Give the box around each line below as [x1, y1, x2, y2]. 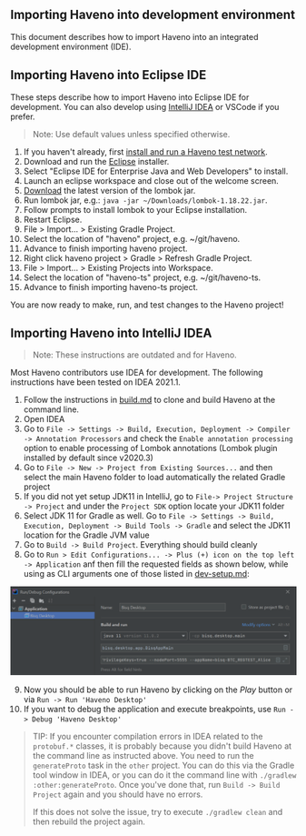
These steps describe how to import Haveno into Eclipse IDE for [10, 91, 250, 103]
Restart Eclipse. [23, 214, 83, 225]
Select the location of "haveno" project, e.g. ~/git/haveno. [23, 233, 241, 244]
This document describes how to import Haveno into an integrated [10, 31, 259, 42]
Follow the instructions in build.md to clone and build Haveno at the [23, 395, 276, 406]
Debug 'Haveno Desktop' [32, 715, 122, 724]
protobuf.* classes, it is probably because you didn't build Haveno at [32, 740, 292, 751]
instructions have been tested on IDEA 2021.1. [10, 377, 181, 388]
